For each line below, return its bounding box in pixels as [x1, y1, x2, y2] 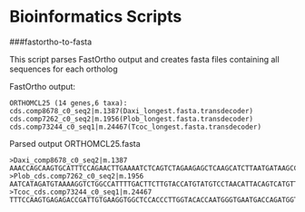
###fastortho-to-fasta [9, 36, 93, 47]
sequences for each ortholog [9, 63, 118, 74]
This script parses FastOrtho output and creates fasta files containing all [9, 53, 280, 64]
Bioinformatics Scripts [9, 6, 182, 27]
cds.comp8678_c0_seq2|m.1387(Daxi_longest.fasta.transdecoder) [9, 106, 254, 115]
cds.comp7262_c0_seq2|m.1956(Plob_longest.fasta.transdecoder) [9, 114, 254, 123]
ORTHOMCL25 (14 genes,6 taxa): [9, 98, 128, 108]
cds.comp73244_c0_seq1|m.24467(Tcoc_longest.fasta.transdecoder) [9, 122, 261, 131]
